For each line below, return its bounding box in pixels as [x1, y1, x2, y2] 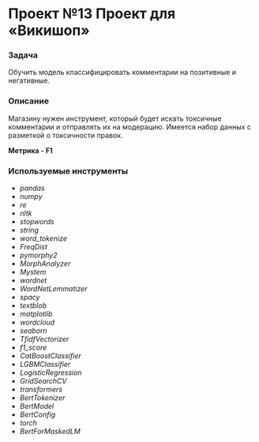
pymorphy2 [19, 250, 58, 260]
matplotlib [19, 309, 53, 319]
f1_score [19, 343, 47, 352]
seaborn [19, 326, 47, 335]
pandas [19, 183, 45, 193]
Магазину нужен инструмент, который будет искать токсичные [8, 114, 223, 123]
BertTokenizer [19, 393, 66, 403]
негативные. [8, 76, 51, 85]
